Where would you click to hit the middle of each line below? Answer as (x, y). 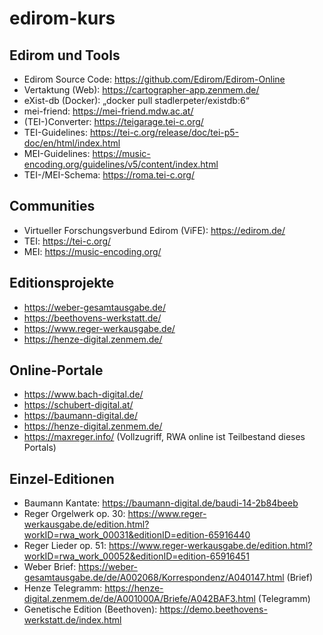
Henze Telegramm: (63, 588)
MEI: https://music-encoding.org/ (92, 251)
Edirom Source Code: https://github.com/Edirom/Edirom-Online (154, 79)
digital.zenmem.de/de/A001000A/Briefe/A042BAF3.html (139, 599)
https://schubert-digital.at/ (78, 405)
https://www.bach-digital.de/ (83, 394)
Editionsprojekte (62, 283)
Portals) (40, 448)
